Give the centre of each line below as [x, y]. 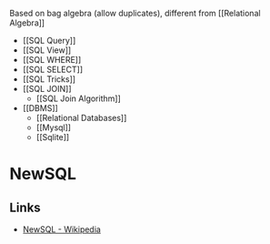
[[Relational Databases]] [81, 118]
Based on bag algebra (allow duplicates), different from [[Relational [135, 13]
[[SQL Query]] [49, 41]
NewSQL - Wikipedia [62, 229]
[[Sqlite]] [53, 137]
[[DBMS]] [40, 108]
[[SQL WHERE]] [52, 60]
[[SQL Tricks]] [49, 79]
